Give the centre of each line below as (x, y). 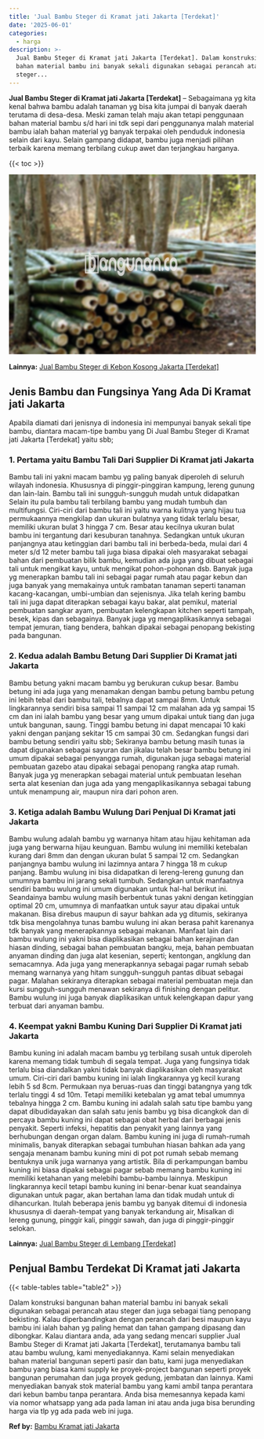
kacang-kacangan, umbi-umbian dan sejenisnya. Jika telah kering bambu (127, 594)
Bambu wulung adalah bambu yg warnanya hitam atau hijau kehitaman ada (130, 839)
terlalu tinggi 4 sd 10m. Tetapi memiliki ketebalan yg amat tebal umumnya (127, 1095)
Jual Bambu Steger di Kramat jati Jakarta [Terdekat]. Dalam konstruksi (137, 58)
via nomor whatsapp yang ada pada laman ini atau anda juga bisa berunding (132, 1403)
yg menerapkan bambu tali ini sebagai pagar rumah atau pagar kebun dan (128, 577)
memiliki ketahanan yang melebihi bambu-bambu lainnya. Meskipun (118, 1178)
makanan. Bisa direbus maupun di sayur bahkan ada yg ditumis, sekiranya (128, 914)
